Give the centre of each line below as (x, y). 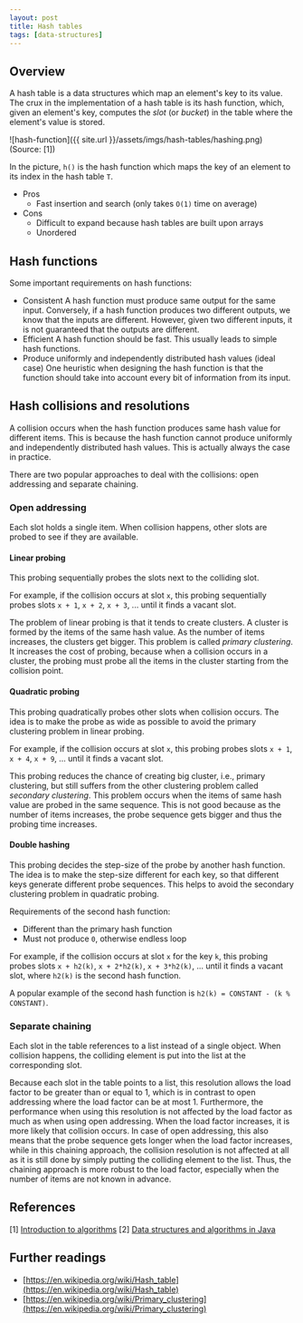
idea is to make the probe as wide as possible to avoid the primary (133, 721)
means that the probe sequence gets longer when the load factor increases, (151, 1141)
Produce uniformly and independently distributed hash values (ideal (149, 358)
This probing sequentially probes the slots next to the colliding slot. (134, 578)
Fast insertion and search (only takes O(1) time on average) (147, 204)
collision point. (37, 671)
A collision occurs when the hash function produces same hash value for (145, 428)
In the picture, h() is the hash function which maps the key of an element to (150, 167)
